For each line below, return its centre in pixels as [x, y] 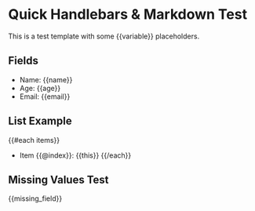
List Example [40, 121]
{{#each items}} [34, 140]
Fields [24, 61]
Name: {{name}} [46, 79]
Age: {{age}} [40, 88]
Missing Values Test [58, 179]
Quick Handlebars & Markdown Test [128, 15]
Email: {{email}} [45, 96]
